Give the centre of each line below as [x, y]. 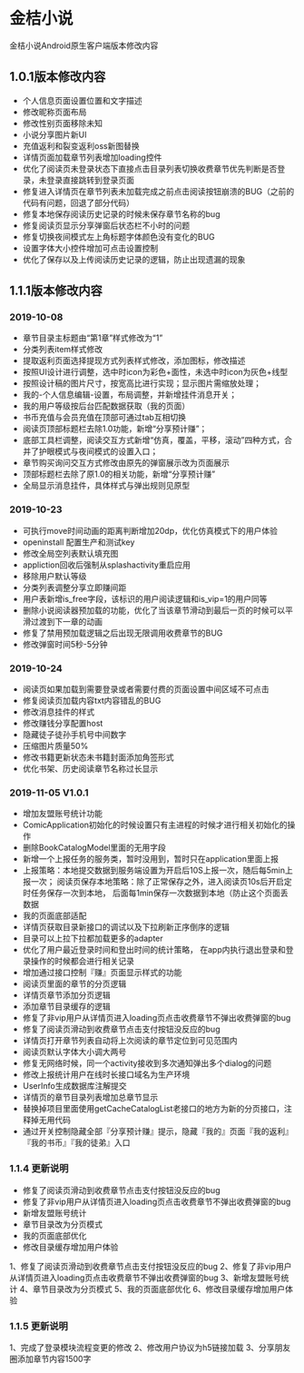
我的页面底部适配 [54, 916]
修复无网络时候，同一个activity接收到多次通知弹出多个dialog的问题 [147, 1063]
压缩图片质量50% [55, 746]
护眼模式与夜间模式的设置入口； [98, 451]
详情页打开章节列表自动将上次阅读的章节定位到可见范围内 [130, 1041]
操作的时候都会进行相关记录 [82, 961]
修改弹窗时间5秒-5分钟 [65, 644]
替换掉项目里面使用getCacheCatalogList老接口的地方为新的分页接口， [153, 1109]
